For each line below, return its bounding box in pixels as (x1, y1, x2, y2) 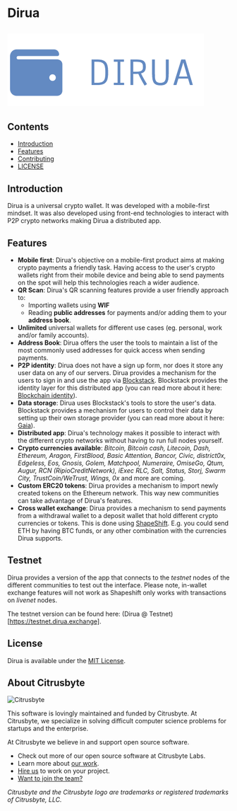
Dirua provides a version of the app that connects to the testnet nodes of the (7, 573, 230, 582)
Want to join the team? (17, 774, 83, 783)
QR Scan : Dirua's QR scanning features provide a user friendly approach (17, 286, 229, 294)
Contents (7, 120, 49, 132)
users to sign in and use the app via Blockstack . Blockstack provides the (17, 376, 228, 385)
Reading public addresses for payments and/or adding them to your (28, 309, 227, 317)
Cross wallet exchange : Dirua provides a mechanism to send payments (17, 504, 226, 512)
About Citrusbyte (7, 677, 85, 689)
